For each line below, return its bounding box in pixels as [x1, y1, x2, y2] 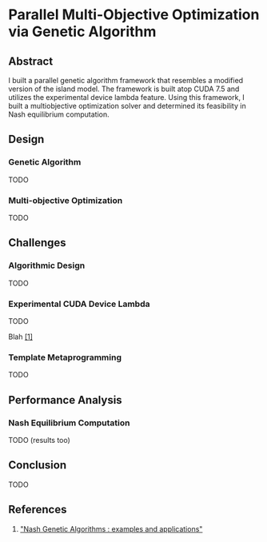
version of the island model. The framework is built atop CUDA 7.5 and [8, 84, 240, 94]
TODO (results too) [8, 435, 70, 444]
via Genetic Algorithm [8, 22, 157, 41]
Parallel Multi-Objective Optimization [8, 6, 260, 24]
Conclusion [8, 458, 67, 472]
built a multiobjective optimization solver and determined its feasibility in [8, 102, 246, 110]
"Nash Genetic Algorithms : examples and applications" [19, 524, 203, 533]
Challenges [8, 236, 66, 249]
